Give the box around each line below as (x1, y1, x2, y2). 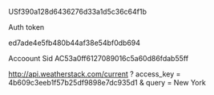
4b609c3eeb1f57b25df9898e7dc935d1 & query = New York (8, 78, 206, 87)
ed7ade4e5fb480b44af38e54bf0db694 (8, 38, 141, 47)
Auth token (8, 23, 45, 31)
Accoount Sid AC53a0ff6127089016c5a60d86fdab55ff (8, 54, 189, 63)
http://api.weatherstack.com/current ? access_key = (8, 69, 181, 79)
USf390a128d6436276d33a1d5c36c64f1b (8, 7, 147, 16)
